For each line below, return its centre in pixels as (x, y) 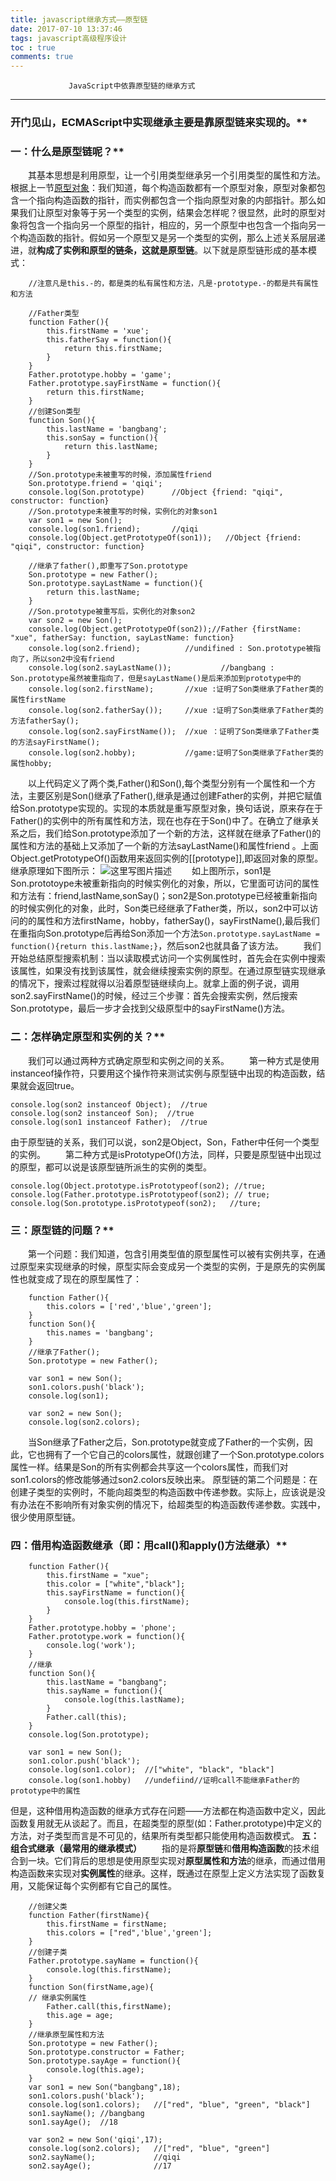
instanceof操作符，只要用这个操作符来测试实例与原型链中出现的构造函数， (163, 1073)
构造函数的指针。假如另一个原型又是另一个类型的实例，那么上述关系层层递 (172, 238)
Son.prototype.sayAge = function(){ (105, 2061)
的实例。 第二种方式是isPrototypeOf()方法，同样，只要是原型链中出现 (161, 1154)
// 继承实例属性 (57, 1998)
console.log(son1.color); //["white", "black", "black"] (151, 1770)
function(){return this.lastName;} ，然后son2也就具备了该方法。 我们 (166, 946)
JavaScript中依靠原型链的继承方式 (132, 86)
